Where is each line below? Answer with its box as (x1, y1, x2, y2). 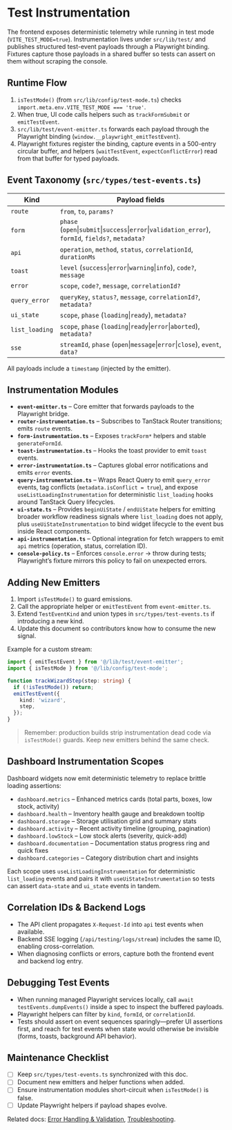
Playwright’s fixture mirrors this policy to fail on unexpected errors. (17, 556, 207, 565)
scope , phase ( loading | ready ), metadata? (59, 310, 187, 319)
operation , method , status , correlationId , (59, 244, 193, 254)
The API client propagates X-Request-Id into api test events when (17, 920, 204, 928)
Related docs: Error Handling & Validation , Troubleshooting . (7, 1115, 176, 1123)
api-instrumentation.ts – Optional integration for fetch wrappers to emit (17, 534, 224, 543)
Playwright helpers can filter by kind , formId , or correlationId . (17, 1010, 195, 1018)
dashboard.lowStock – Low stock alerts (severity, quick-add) (17, 831, 188, 840)
